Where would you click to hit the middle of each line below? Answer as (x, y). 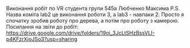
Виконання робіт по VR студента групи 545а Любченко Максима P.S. (93, 8)
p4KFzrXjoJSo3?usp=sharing (42, 39)
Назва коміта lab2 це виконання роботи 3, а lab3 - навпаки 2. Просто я (95, 14)
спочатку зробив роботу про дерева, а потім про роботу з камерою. (93, 21)
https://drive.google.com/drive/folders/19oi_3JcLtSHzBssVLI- (81, 33)
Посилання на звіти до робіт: (42, 27)
